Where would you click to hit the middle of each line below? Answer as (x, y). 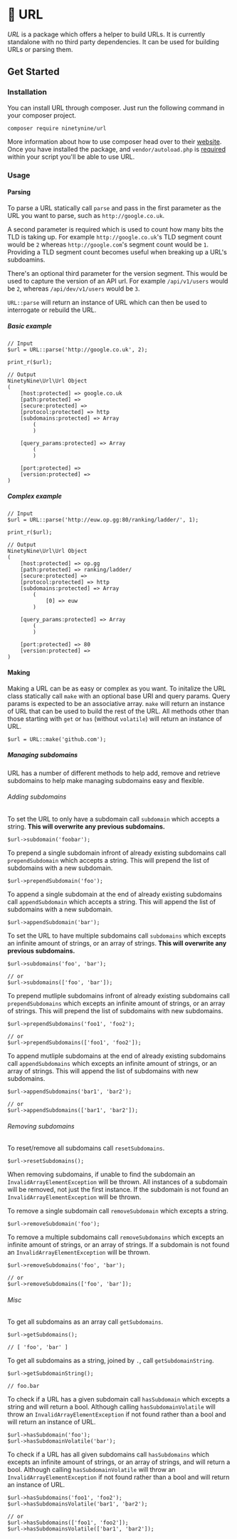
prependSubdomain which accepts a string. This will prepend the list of (109, 861)
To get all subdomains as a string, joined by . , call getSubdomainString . (111, 1361)
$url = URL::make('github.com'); (57, 739)
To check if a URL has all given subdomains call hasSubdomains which (109, 1455)
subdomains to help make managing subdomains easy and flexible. (106, 780)
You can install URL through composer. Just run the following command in (116, 108)
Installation (27, 92)
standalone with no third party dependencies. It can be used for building (113, 41)
